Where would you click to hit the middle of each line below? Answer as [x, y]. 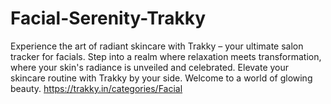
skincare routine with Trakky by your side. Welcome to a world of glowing [161, 78]
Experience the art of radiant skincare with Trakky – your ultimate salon [157, 46]
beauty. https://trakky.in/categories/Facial [96, 88]
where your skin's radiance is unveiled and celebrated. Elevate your [150, 67]
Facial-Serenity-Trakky [108, 18]
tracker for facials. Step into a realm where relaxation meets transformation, [166, 56]
